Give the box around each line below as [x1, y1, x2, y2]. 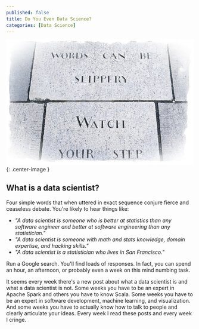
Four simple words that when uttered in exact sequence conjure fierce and [6, 199, 189, 206]
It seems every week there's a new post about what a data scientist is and [6, 278, 188, 285]
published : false [6, 10, 49, 16]
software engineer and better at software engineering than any [14, 223, 171, 230]
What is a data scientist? [6, 183, 99, 193]
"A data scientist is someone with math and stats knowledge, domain [14, 236, 186, 243]
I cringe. [6, 316, 27, 323]
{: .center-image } [6, 165, 50, 173]
